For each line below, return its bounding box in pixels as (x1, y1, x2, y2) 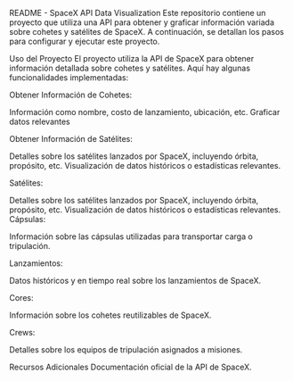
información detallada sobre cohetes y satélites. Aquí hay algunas (9, 62, 251, 73)
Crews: (9, 327, 36, 337)
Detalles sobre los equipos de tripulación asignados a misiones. (9, 344, 243, 355)
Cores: (9, 293, 34, 302)
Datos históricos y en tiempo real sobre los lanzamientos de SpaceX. (9, 276, 262, 286)
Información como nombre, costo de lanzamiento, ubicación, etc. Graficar (9, 107, 281, 117)
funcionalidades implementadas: (9, 72, 129, 83)
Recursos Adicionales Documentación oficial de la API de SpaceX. (9, 361, 252, 372)
